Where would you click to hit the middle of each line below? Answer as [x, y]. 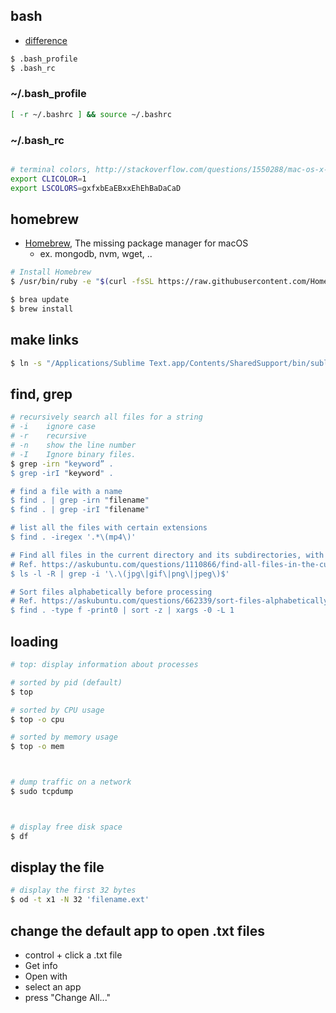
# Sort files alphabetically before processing [111, 592]
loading [34, 641]
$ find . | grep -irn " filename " [80, 500]
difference [46, 40]
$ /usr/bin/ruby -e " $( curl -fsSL [82, 282]
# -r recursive [48, 436]
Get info [41, 966]
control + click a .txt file [73, 955]
